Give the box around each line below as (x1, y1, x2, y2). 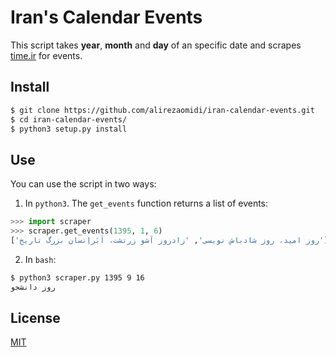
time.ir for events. (10, 49, 83, 61)
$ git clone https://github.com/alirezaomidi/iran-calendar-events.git (10, 105, 315, 115)
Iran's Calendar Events (10, 6, 203, 29)
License (10, 309, 61, 326)
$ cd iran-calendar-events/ (10, 114, 128, 125)
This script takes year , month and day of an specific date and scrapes (10, 39, 302, 51)
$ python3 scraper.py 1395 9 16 (10, 272, 145, 283)
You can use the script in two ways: (10, 178, 157, 190)
